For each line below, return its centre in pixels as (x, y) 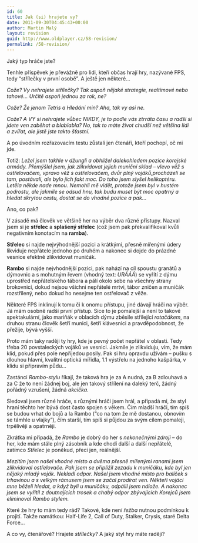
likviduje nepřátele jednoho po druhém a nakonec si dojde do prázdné (91, 251)
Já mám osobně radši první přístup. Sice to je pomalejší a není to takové (94, 311)
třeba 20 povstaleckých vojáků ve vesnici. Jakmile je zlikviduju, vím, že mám (99, 347)
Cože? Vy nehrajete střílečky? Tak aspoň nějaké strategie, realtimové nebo (98, 90)
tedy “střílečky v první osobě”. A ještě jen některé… (69, 78)
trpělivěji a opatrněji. (31, 426)
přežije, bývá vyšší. (30, 329)
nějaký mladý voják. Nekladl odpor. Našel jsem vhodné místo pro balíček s (97, 474)
